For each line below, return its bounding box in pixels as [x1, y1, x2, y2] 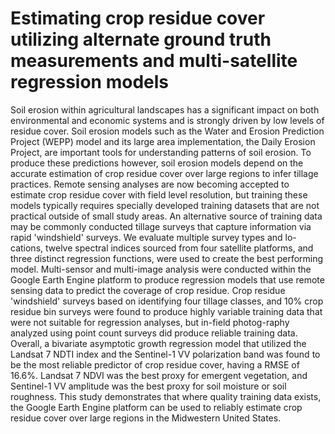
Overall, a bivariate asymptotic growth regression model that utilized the [10, 337, 307, 349]
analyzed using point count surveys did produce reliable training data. [10, 327, 298, 339]
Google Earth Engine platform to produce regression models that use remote [10, 273, 325, 286]
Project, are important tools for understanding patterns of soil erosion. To [10, 146, 312, 158]
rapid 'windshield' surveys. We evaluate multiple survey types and [10, 231, 283, 243]
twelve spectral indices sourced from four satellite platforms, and [44, 242, 314, 254]
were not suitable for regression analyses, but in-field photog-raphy [10, 316, 290, 328]
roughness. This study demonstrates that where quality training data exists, [10, 390, 322, 402]
